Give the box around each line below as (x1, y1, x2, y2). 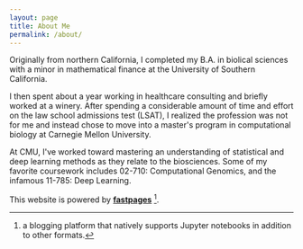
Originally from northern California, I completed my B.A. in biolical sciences (9, 55, 289, 66)
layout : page (9, 13, 59, 22)
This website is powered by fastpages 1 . (9, 192, 160, 205)
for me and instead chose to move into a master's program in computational (9, 120, 291, 130)
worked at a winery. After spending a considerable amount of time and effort (9, 101, 294, 111)
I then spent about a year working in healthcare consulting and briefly (9, 91, 269, 102)
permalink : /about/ (9, 30, 83, 39)
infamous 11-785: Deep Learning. (9, 175, 132, 186)
